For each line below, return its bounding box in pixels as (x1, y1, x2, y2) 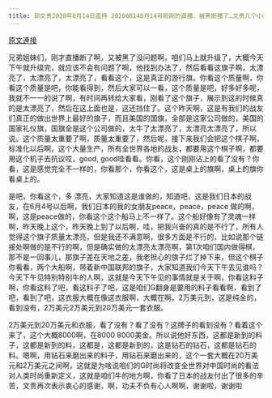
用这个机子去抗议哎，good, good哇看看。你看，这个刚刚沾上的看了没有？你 (8, 153, 260, 163)
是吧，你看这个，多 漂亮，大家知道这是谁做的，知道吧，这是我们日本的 (8, 191, 244, 201)
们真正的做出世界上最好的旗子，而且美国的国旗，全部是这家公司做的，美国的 (8, 113, 264, 122)
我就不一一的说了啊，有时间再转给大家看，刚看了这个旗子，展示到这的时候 (8, 92, 257, 102)
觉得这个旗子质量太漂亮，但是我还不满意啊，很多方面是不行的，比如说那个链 (8, 232, 264, 242)
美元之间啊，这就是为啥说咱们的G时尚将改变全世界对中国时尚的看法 (33, 360, 259, 370)
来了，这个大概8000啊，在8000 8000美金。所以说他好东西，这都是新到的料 (8, 330, 263, 340)
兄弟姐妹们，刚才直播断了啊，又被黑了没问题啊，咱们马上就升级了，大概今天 (8, 52, 264, 62)
